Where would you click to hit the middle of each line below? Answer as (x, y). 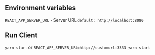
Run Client (21, 36)
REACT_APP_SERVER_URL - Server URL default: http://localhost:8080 (74, 20)
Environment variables (40, 8)
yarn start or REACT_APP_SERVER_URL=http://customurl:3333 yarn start (78, 47)
